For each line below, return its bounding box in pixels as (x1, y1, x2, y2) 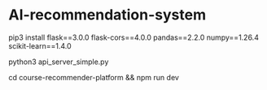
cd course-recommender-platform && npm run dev (8, 72, 179, 82)
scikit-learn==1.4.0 (8, 41, 72, 50)
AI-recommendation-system (8, 6, 207, 24)
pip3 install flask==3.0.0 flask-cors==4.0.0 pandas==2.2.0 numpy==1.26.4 (8, 32, 259, 42)
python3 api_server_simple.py (8, 57, 109, 66)
